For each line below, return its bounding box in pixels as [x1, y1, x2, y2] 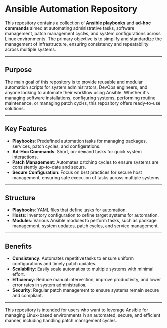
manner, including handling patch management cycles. [5, 318, 117, 324]
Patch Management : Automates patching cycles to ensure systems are [12, 159, 159, 165]
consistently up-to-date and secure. [12, 164, 86, 170]
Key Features [5, 125, 47, 133]
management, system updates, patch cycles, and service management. [12, 223, 159, 229]
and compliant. [12, 293, 43, 299]
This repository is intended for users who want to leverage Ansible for [5, 307, 148, 313]
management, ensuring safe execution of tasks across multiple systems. [12, 174, 161, 180]
